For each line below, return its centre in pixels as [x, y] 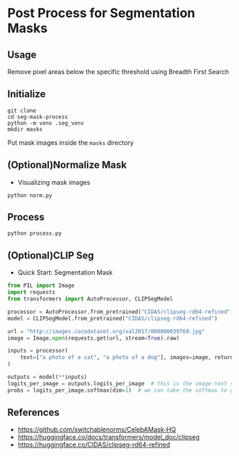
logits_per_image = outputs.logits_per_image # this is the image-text [117, 383]
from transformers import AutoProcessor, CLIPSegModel [90, 299]
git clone [22, 111]
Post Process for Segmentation [101, 13]
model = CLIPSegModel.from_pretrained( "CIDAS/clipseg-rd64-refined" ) [113, 318]
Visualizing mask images [54, 182]
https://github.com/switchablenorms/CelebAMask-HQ [97, 430]
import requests [31, 293]
